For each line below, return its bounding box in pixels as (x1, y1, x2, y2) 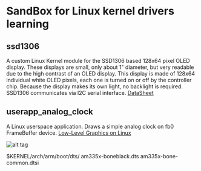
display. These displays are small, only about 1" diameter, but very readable (6, 63, 194, 71)
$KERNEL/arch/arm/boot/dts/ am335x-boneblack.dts (6, 152, 139, 160)
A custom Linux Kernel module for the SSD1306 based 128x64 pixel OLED (6, 57, 190, 64)
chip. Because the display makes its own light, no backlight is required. (6, 83, 183, 90)
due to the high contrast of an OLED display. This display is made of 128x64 (6, 70, 196, 77)
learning (6, 17, 50, 31)
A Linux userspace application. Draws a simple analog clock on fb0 (6, 123, 174, 130)
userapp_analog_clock (6, 107, 94, 117)
